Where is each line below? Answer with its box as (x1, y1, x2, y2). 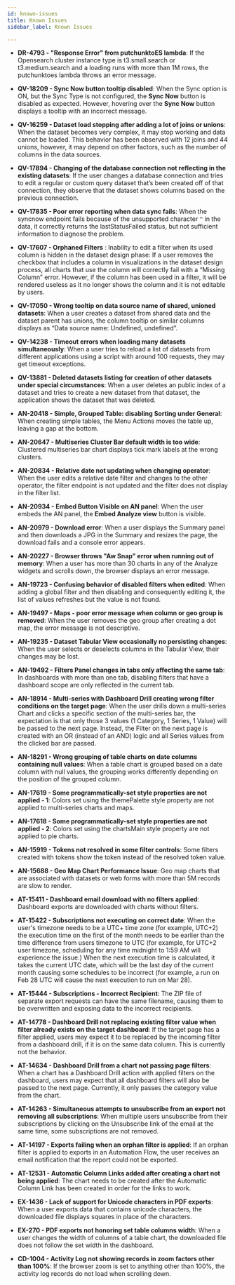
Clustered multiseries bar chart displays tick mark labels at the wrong (17, 445, 219, 454)
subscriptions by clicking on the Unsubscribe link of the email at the (17, 1119, 214, 1128)
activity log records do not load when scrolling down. (17, 1270, 172, 1278)
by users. (17, 288, 45, 297)
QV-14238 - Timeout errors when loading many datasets (17, 337, 186, 346)
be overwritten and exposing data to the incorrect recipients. (17, 1004, 193, 1013)
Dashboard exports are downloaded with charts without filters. (17, 903, 199, 911)
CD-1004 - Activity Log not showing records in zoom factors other (17, 1255, 215, 1263)
